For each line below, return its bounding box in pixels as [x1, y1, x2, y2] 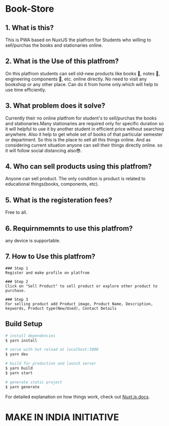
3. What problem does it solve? [5, 101, 106, 110]
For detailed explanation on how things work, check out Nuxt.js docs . [5, 393, 150, 400]
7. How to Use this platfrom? [5, 252, 95, 261]
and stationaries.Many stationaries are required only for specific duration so [5, 120, 164, 126]
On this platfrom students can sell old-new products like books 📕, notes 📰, [5, 70, 160, 76]
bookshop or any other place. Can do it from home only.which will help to [5, 81, 158, 87]
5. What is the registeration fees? [5, 195, 113, 204]
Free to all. [5, 209, 27, 215]
